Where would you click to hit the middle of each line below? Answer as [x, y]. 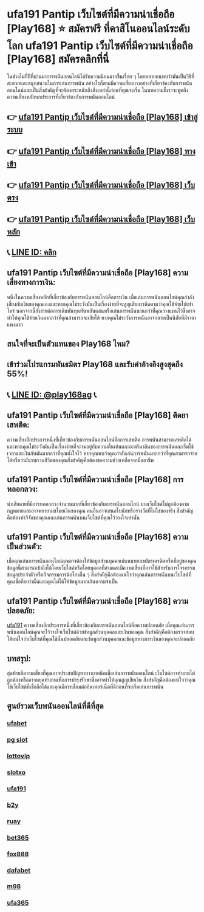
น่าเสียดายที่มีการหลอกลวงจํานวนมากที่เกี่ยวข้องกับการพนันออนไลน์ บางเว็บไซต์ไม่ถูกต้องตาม [98, 503]
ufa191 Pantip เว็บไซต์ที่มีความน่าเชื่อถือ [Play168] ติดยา [98, 416]
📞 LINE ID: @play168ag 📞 [52, 394]
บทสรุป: [19, 658]
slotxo [16, 772]
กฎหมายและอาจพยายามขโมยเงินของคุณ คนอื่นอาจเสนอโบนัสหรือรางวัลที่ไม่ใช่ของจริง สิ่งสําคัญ [100, 510]
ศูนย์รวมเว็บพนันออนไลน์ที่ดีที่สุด [55, 706]
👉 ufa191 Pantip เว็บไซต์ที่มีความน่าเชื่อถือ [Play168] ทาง [101, 151]
